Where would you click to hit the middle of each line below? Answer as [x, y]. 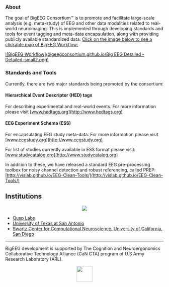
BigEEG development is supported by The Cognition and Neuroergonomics [83, 248]
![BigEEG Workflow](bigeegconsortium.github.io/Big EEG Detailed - [75, 54]
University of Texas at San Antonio [48, 223]
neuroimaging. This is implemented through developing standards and [91, 29]
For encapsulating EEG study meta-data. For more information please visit [82, 134]
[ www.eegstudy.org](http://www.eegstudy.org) [54, 140]
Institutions [23, 196]
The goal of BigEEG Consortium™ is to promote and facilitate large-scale [80, 18]
